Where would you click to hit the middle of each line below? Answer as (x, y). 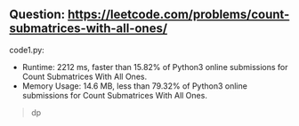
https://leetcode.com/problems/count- (178, 15)
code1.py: (27, 50)
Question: (37, 15)
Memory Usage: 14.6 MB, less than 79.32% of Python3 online (134, 86)
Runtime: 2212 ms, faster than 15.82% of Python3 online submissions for (155, 67)
